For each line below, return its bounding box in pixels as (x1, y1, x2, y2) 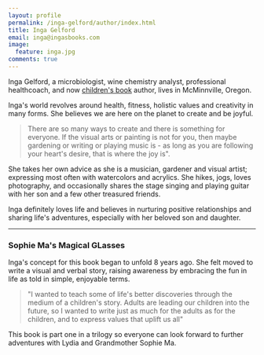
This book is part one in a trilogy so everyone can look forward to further (8, 330, 244, 339)
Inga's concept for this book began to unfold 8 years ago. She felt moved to (8, 258, 254, 267)
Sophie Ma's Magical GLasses (8, 240, 126, 251)
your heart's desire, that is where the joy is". (27, 148, 170, 158)
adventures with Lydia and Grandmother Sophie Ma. (8, 339, 177, 348)
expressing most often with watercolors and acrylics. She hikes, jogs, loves (8, 172, 251, 181)
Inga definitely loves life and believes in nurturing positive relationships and (8, 204, 251, 214)
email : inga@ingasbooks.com (8, 33, 101, 42)
